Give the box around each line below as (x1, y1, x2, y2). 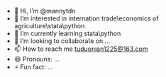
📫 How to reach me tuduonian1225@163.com (13, 45, 148, 53)
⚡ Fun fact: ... (13, 63, 53, 71)
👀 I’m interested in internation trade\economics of (13, 14, 159, 23)
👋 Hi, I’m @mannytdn (13, 7, 76, 15)
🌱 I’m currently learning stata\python (13, 29, 121, 37)
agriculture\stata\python (13, 22, 85, 30)
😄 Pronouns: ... (13, 55, 60, 63)
